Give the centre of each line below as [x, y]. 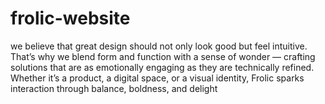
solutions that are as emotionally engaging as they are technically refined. [162, 67]
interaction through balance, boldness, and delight [114, 88]
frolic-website [70, 18]
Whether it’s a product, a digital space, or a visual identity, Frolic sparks [157, 78]
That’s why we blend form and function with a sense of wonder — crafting [163, 56]
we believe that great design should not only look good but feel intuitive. [159, 46]
